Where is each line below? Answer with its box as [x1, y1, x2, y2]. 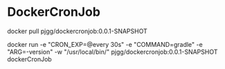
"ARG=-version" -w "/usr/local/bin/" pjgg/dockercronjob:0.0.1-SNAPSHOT [7, 48, 218, 56]
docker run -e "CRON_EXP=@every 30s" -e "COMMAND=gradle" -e [7, 40, 203, 48]
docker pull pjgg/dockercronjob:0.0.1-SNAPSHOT [7, 27, 147, 35]
